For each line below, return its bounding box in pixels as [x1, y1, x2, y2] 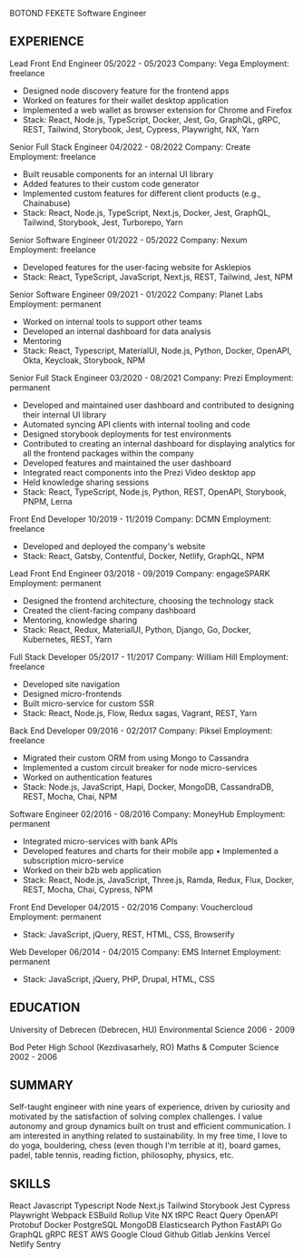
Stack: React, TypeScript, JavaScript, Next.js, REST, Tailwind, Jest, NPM [22, 271, 293, 282]
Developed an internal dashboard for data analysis [22, 326, 211, 337]
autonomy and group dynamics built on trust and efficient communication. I [9, 1121, 291, 1132]
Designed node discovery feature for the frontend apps [22, 85, 230, 96]
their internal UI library [22, 408, 107, 420]
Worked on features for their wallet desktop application [22, 94, 230, 105]
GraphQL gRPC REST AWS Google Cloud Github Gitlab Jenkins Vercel [9, 1229, 270, 1240]
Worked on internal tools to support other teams [22, 316, 202, 327]
